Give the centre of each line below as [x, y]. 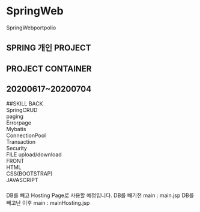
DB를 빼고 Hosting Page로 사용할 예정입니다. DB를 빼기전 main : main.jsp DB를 [100, 195]
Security [17, 148]
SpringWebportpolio [31, 28]
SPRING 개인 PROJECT [49, 48]
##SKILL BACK [25, 104]
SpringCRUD [22, 110]
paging [15, 116]
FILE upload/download [34, 155]
